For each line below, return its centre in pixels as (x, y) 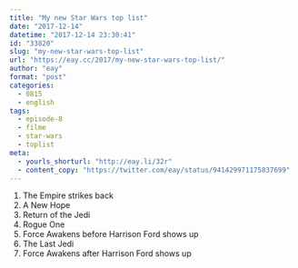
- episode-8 (40, 119)
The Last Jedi (48, 244)
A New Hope (46, 205)
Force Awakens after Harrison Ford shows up (107, 253)
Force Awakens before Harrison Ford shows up (110, 234)
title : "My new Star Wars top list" (79, 18)
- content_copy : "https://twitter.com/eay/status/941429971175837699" (154, 170)
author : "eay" (36, 69)
